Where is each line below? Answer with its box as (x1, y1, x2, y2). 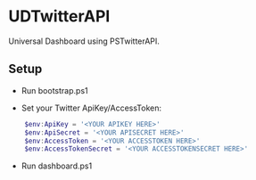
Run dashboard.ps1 (21, 160, 93, 171)
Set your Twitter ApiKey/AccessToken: (21, 102, 162, 113)
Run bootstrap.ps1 (21, 85, 88, 95)
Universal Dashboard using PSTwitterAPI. (8, 36, 160, 46)
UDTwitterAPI (8, 6, 111, 27)
